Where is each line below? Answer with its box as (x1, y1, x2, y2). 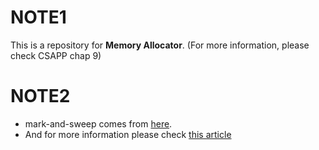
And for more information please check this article (24, 128, 232, 140)
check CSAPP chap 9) (10, 49, 102, 61)
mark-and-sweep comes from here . (24, 117, 173, 130)
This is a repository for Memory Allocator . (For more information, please (10, 39, 310, 51)
